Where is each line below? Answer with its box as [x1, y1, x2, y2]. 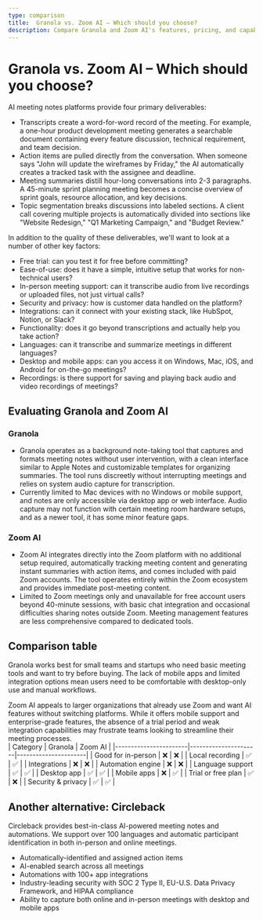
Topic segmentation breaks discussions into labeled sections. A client [19, 201, 244, 210]
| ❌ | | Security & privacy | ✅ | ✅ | [8, 777, 116, 787]
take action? [19, 331, 59, 341]
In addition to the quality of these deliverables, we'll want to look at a [8, 233, 229, 243]
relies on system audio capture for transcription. [19, 480, 175, 488]
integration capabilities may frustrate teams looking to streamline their [8, 725, 234, 735]
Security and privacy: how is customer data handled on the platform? [19, 298, 243, 308]
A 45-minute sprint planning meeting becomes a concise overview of [19, 184, 243, 194]
